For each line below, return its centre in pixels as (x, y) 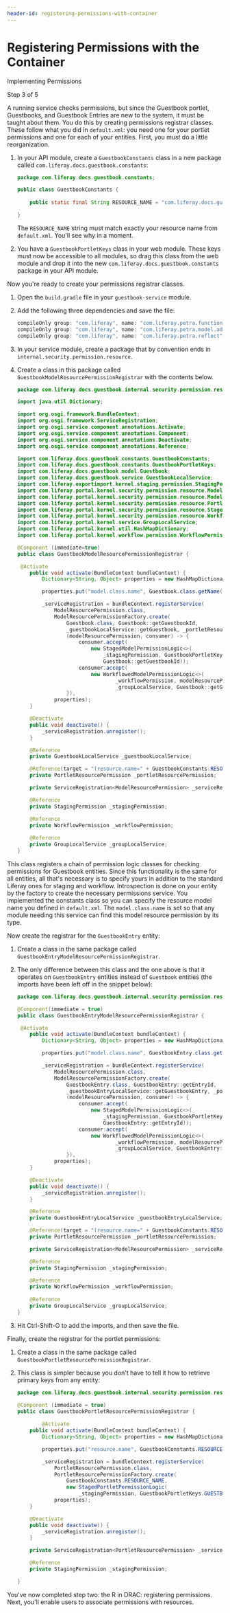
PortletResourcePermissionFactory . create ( (115, 1474)
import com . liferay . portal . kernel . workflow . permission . (98, 535)
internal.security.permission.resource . (75, 356)
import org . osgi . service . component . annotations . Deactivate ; (104, 440)
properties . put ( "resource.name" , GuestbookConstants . (120, 1449)
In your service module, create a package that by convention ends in (114, 349)
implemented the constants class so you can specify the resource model (110, 900)
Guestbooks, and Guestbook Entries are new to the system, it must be (106, 115)
